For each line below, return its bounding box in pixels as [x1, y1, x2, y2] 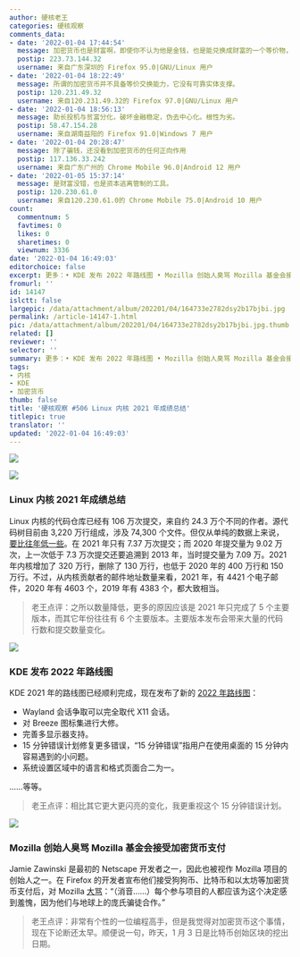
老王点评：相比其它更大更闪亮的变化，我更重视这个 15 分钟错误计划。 [30, 800, 287, 810]
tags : [9, 362, 29, 371]
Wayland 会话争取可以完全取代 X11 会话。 [21, 706, 175, 716]
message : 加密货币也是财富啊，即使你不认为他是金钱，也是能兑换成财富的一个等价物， [17, 47, 293, 55]
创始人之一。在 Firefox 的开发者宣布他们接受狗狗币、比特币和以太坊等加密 [9, 875, 282, 885]
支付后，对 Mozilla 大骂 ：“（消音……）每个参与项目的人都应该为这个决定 [16, 886, 279, 897]
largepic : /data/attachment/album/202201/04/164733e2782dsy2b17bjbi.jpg [9, 304, 286, 313]
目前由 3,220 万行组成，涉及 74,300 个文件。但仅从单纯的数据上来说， [24, 527, 284, 538]
